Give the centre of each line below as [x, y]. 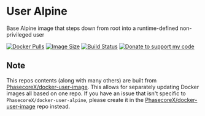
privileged [19, 34]
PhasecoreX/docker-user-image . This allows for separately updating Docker [103, 87]
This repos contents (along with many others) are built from [82, 80]
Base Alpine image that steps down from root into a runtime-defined [92, 28]
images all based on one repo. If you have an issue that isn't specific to [96, 93]
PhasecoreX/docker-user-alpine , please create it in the [75, 100]
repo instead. [53, 106]
